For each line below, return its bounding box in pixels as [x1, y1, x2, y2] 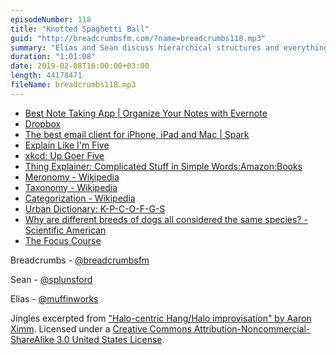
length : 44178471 [10, 71, 83, 81]
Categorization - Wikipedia [24, 192, 136, 204]
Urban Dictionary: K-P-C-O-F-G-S [24, 202, 166, 215]
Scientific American [24, 224, 107, 236]
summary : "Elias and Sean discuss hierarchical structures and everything [10, 42, 329, 53]
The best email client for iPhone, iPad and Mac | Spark [24, 128, 250, 140]
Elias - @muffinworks [10, 292, 99, 305]
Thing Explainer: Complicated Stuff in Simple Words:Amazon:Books [24, 160, 303, 172]
